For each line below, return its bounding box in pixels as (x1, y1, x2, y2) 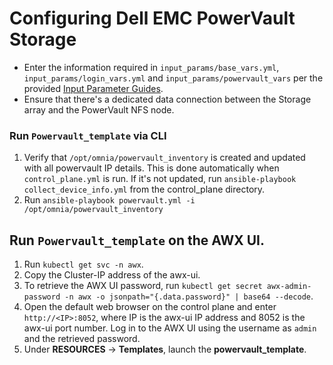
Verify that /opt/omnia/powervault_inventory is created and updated (23, 152, 306, 164)
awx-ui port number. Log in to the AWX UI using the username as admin (23, 322, 317, 334)
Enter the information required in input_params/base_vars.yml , (23, 61, 280, 73)
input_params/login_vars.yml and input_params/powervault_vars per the (23, 72, 324, 84)
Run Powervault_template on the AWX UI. (9, 232, 265, 249)
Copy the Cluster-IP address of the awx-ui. (23, 269, 201, 281)
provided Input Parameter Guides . (23, 82, 164, 94)
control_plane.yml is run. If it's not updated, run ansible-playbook (23, 173, 297, 185)
